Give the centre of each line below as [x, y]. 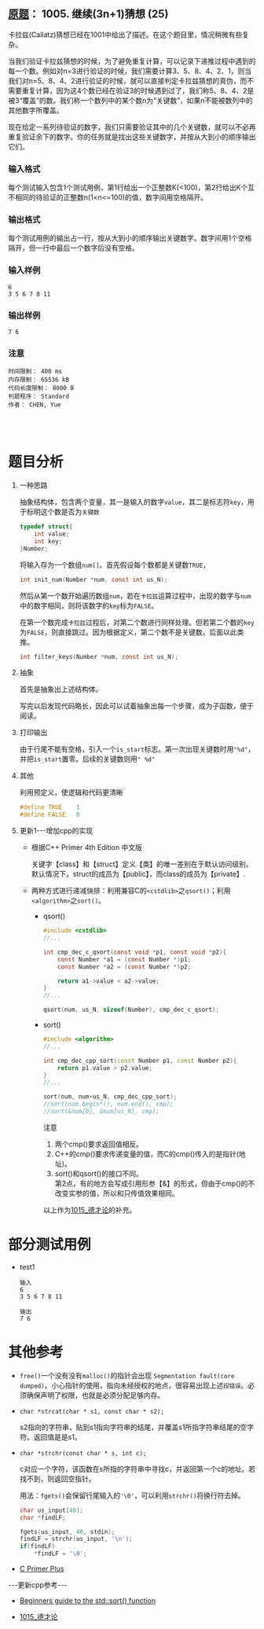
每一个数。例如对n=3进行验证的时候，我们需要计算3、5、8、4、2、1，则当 [130, 71]
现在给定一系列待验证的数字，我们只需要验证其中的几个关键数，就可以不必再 [132, 127]
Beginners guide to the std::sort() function [87, 1601]
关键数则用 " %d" [129, 759]
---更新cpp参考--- [38, 1585]
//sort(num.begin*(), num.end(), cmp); [108, 1104]
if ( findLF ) [37, 1546]
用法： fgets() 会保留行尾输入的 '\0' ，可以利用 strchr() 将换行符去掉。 [132, 1495]
